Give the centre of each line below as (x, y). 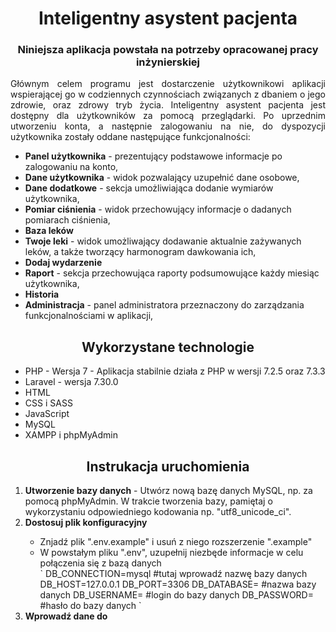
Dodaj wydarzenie (63, 263)
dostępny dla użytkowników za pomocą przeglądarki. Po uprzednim (168, 116)
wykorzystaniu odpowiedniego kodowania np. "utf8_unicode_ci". (158, 512)
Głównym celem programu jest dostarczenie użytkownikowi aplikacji (168, 84)
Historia (42, 294)
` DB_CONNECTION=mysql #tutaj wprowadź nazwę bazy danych (173, 574)
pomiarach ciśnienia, (67, 220)
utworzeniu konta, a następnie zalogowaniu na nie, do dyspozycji (168, 126)
